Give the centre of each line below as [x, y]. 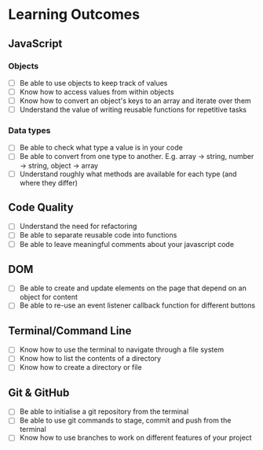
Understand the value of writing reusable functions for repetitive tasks [133, 110]
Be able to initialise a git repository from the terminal [104, 411]
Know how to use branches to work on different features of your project [136, 437]
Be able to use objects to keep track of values [93, 83]
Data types [29, 131]
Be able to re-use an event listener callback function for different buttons [137, 305]
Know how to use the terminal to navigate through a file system [122, 350]
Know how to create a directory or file [81, 367]
